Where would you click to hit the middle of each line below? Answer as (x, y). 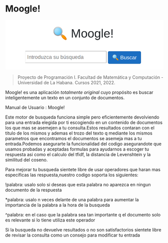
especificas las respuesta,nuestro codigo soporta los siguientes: (72, 175)
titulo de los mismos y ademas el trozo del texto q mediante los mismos (79, 133)
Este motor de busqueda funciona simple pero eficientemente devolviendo (82, 117)
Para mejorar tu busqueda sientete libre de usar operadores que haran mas (83, 169)
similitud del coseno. (27, 160)
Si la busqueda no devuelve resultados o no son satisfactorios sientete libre (83, 229)
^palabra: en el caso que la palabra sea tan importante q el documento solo (83, 214)
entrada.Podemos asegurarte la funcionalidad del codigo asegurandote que (83, 144)
